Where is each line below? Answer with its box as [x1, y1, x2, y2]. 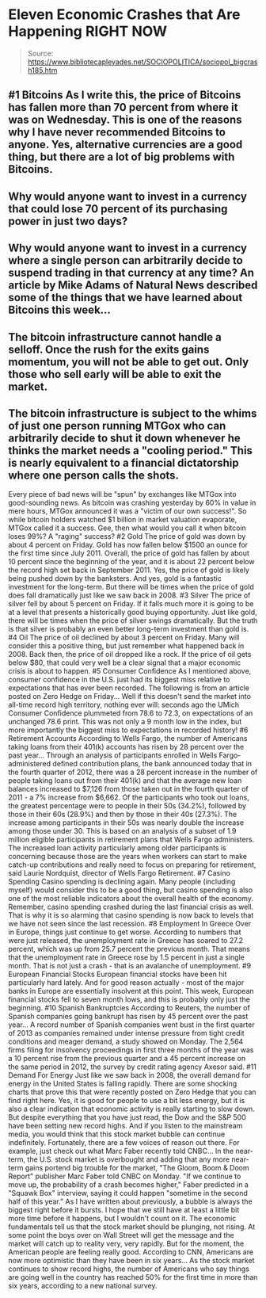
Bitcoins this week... [8, 304, 111, 317]
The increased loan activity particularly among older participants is [8, 843, 227, 853]
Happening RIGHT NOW [8, 22, 168, 40]
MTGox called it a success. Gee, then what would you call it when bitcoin [8, 523, 247, 533]
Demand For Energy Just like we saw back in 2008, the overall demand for [8, 1071, 252, 1080]
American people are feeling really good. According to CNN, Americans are [8, 1247, 254, 1257]
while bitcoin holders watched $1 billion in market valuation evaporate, [8, 515, 237, 525]
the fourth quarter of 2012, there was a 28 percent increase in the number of [8, 767, 258, 777]
